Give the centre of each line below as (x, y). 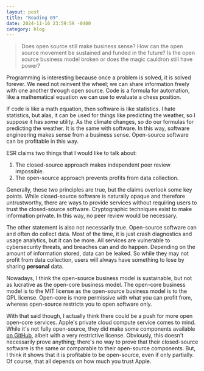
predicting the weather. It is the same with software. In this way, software (98, 128)
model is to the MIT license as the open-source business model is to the (97, 291)
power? (31, 66)
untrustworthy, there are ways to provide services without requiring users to (102, 203)
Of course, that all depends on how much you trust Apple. (79, 361)
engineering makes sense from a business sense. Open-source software (97, 135)
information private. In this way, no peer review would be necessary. (92, 216)
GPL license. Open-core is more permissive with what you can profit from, (100, 298)
